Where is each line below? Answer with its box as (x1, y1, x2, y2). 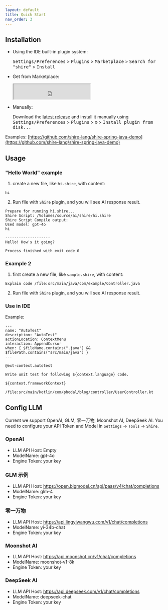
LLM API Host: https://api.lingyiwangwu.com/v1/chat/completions (12, 519, 148, 525)
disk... (12, 124, 32, 130)
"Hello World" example (5, 169, 63, 176)
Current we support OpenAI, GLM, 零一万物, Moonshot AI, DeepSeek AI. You (5, 417, 163, 423)
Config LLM (5, 403, 43, 412)
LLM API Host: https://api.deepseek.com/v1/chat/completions (12, 588, 140, 594)
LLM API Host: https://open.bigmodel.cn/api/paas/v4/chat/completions (12, 483, 159, 489)
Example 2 (5, 260, 32, 267)
